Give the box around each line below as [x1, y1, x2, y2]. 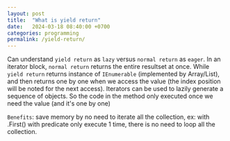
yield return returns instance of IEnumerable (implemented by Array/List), [7, 70, 220, 78]
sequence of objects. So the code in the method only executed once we [7, 92, 213, 101]
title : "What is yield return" [7, 17, 101, 24]
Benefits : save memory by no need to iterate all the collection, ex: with [7, 113, 210, 122]
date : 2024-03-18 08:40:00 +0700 [7, 23, 110, 30]
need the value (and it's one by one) [7, 99, 111, 108]
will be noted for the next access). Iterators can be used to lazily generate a [7, 85, 224, 93]
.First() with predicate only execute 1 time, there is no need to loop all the [7, 120, 215, 128]
